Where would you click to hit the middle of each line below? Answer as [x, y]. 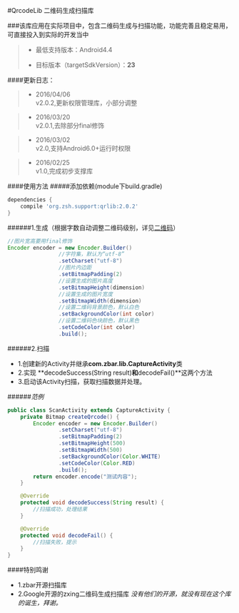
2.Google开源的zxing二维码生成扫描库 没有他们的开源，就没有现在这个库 [124, 594]
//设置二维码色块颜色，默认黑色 [99, 321]
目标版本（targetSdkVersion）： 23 [85, 65]
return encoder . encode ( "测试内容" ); [85, 477]
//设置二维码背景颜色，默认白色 [99, 308]
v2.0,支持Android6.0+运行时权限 [83, 148]
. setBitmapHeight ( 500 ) [92, 444]
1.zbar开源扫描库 [42, 585]
